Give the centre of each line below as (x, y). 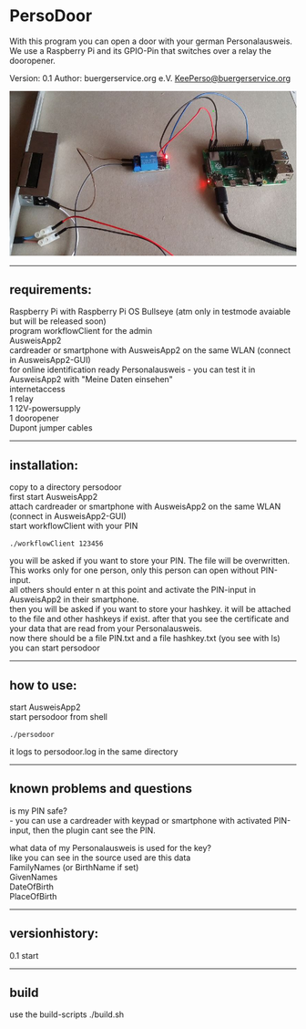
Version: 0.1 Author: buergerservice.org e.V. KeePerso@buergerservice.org (150, 78)
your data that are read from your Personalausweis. (106, 629)
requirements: (51, 290)
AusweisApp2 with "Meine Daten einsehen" (91, 379)
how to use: (43, 685)
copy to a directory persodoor (66, 487)
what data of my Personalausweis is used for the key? (111, 847)
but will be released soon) (58, 321)
